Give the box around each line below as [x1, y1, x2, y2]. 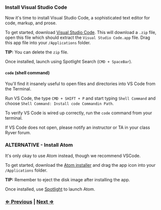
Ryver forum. [5, 129, 31, 135]
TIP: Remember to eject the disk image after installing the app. [5, 176, 130, 182]
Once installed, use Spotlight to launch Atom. [5, 186, 95, 192]
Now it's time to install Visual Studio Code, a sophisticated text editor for [5, 15, 150, 21]
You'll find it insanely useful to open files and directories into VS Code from [5, 81, 156, 87]
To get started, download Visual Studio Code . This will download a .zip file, [5, 30, 157, 35]
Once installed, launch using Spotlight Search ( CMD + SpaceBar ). [5, 59, 132, 65]
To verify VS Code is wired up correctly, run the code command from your [5, 110, 152, 116]
